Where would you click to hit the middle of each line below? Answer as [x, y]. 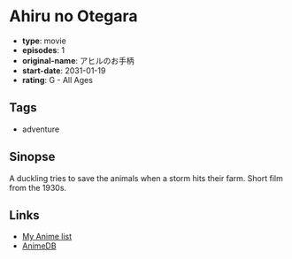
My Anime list [47, 237]
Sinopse [32, 157]
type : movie [44, 41]
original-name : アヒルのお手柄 [78, 60]
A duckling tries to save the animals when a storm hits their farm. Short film [146, 178]
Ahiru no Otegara [74, 16]
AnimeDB [39, 246]
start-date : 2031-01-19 [64, 70]
